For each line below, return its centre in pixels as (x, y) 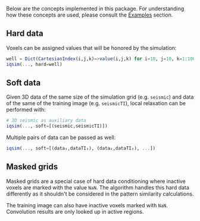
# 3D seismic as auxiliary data (46, 121)
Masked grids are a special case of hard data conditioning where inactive (96, 181)
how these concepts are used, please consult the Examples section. (90, 15)
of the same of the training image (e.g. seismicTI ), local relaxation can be (96, 103)
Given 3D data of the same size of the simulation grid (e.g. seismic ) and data (100, 97)
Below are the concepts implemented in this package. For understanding (95, 9)
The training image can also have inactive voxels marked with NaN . (87, 205)
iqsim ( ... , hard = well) (34, 64)
